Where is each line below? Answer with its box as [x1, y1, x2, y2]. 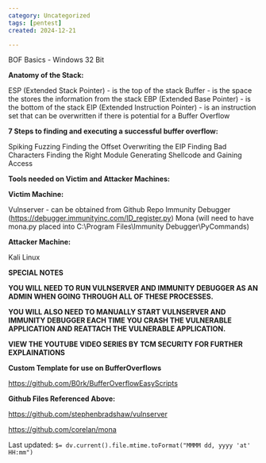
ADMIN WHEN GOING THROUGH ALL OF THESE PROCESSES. [8, 291, 214, 302]
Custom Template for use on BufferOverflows [8, 363, 162, 373]
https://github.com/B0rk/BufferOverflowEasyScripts [8, 379, 179, 388]
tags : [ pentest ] [8, 19, 62, 27]
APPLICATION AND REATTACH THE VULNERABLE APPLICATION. [8, 324, 226, 334]
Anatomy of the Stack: [8, 71, 84, 80]
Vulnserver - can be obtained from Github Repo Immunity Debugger [8, 205, 231, 214]
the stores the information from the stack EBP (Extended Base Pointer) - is [8, 95, 252, 104]
